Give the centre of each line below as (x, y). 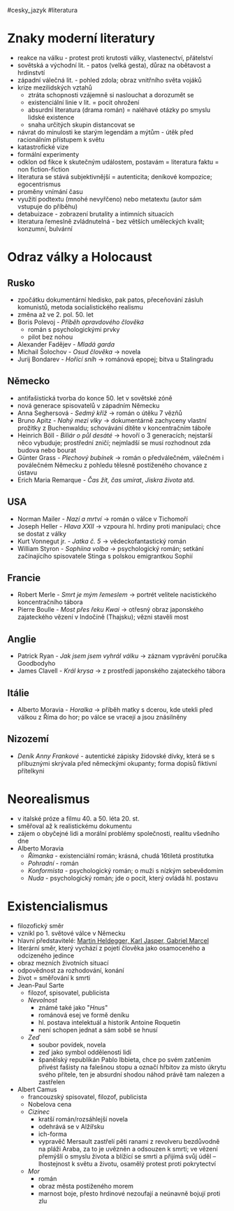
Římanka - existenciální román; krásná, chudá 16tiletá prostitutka (121, 855)
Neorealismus (49, 799)
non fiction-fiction (43, 169)
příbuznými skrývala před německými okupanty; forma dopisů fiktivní (117, 763)
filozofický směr (41, 925)
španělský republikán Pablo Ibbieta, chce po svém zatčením (124, 1059)
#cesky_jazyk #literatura (43, 10)
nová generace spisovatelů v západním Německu (88, 405)
